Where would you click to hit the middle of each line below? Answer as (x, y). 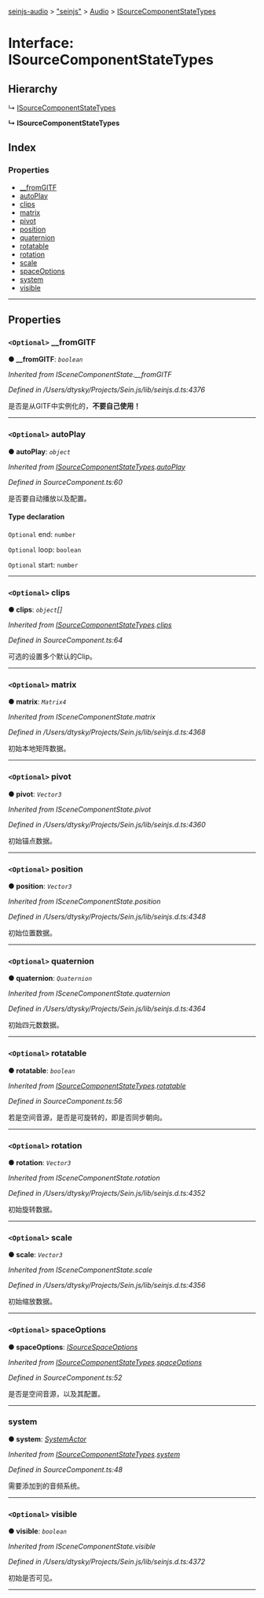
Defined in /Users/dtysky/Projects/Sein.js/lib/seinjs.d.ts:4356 (107, 1285)
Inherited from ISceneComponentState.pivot (80, 809)
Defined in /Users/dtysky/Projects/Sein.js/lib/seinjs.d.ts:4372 (107, 1562)
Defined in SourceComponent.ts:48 (66, 1469)
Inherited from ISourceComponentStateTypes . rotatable (97, 1086)
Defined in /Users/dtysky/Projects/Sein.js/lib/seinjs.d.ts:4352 (107, 1193)
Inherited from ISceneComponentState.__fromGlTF (90, 375)
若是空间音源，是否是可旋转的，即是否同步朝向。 (87, 1117)
